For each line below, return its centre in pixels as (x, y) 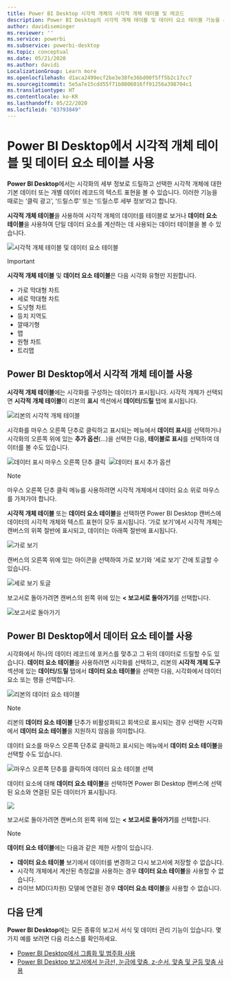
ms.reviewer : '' (30, 33)
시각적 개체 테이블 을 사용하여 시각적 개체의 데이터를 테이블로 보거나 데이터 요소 (112, 215)
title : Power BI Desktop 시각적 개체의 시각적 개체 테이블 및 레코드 (96, 13)
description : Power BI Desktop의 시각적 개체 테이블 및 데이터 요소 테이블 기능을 (113, 20)
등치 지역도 (32, 316)
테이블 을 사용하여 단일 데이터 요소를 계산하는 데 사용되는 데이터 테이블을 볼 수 (111, 224)
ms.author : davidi (33, 65)
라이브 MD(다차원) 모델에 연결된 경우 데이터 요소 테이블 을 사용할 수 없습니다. (119, 888)
